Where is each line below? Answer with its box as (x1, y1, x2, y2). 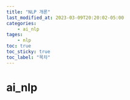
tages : (6, 32, 23, 38)
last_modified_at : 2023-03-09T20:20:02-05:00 (6, 15, 124, 21)
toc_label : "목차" (6, 54, 51, 60)
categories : (6, 20, 37, 26)
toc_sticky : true (6, 49, 51, 55)
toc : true (6, 43, 32, 49)
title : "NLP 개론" (6, 9, 51, 15)
